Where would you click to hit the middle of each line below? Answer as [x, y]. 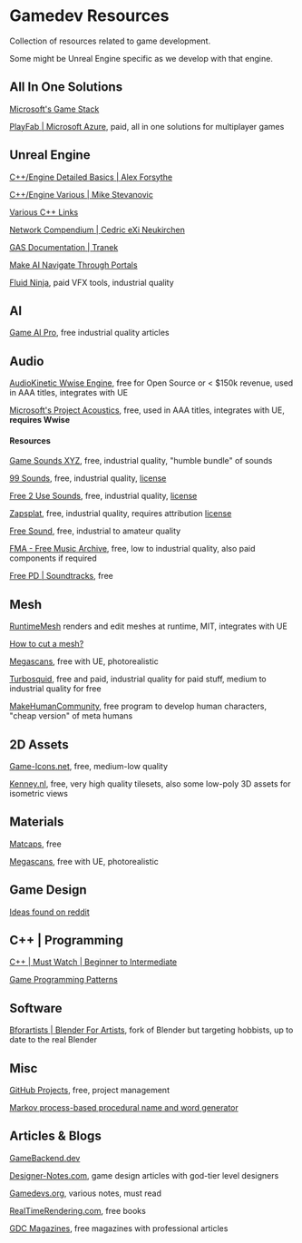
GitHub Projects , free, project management [90, 1091]
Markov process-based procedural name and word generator [124, 1108]
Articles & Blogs [55, 1136]
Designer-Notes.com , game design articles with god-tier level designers [144, 1175]
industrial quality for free [55, 689]
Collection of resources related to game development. [110, 41]
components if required [53, 558]
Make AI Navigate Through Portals [73, 265]
